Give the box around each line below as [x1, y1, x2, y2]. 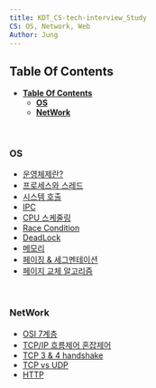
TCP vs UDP [22, 359, 69, 370]
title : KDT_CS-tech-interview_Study [9, 13, 147, 23]
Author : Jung [9, 30, 59, 39]
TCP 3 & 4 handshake [22, 350, 104, 361]
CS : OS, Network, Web [9, 22, 91, 31]
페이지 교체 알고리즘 [22, 266, 93, 276]
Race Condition [22, 223, 80, 234]
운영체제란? [22, 169, 64, 179]
